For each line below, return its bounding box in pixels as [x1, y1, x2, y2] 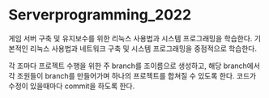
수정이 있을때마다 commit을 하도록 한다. [8, 81, 135, 91]
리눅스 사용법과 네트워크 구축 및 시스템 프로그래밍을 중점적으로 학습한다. [29, 43, 258, 53]
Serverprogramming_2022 [8, 6, 192, 24]
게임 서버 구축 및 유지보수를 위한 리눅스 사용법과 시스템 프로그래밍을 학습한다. [8, 33, 253, 43]
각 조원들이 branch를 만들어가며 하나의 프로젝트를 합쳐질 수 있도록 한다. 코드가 [8, 70, 257, 80]
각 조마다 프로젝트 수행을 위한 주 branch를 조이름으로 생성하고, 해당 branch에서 [8, 61, 261, 70]
